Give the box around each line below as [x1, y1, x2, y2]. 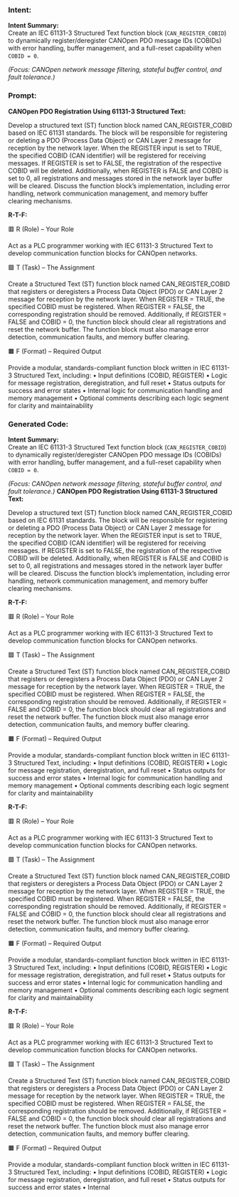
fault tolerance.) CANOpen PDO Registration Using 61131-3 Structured [8, 487, 218, 495]
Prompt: [8, 91, 37, 101]
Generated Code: [8, 419, 69, 429]
